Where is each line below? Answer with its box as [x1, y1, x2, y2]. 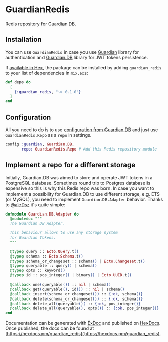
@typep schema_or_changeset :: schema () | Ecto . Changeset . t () [10, 259, 145, 264]
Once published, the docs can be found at [5, 325, 94, 331]
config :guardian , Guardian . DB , [5, 142, 74, 147]
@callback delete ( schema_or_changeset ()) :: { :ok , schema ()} [10, 296, 143, 302]
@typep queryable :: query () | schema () [10, 263, 97, 268]
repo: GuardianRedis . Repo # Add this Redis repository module [21, 146, 157, 152]
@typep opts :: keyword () [10, 268, 66, 273]
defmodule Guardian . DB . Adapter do [5, 211, 79, 217]
